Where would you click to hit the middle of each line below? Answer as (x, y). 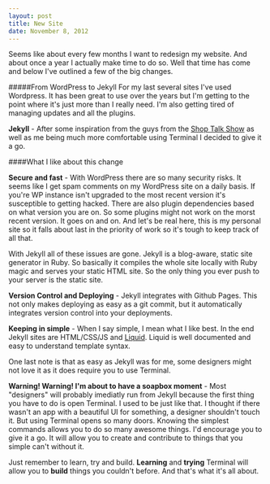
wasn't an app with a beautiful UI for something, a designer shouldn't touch (134, 412)
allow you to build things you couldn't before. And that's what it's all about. (134, 471)
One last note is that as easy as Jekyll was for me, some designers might (130, 362)
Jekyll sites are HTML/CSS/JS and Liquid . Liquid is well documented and (130, 338)
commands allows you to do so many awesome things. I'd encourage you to (135, 429)
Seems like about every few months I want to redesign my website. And (128, 55)
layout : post (30, 16)
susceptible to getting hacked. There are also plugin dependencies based (131, 203)
